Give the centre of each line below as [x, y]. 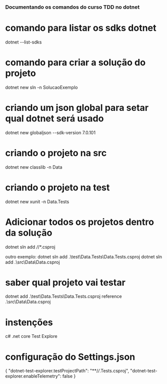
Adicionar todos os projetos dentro [80, 222]
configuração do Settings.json [70, 357]
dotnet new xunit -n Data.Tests [37, 202]
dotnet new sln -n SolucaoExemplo [42, 87]
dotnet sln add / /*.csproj [30, 247]
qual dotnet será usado [55, 118]
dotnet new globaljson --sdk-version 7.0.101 [50, 132]
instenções [29, 322]
